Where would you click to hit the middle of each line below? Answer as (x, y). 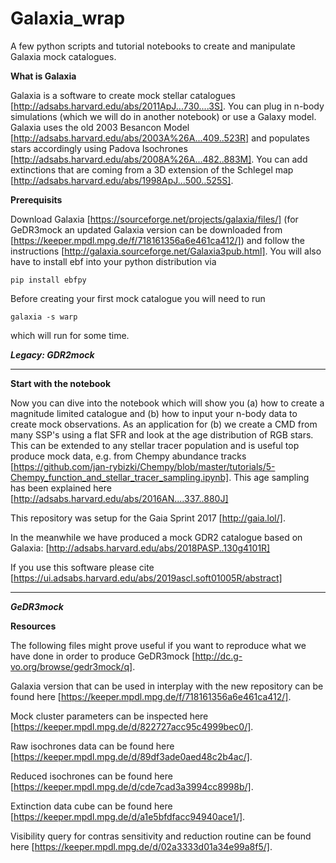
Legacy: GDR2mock (52, 354)
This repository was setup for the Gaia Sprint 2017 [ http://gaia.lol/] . (148, 518)
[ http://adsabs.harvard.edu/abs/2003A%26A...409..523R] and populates (160, 138)
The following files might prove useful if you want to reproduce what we (158, 645)
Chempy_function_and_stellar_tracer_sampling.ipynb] (120, 477)
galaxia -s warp (44, 317)
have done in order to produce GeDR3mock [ (103, 656)
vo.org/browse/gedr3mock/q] (71, 666)
